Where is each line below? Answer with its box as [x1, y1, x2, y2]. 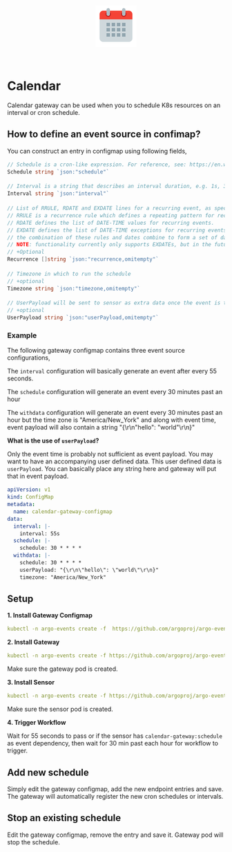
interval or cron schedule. [7, 108, 81, 116]
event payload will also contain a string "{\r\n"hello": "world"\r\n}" [7, 423, 195, 432]
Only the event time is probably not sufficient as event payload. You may [7, 450, 213, 459]
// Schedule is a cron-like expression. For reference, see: [7, 161, 187, 168]
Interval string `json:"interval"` [7, 190, 110, 197]
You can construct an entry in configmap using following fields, [7, 147, 188, 155]
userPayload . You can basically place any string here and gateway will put [7, 465, 217, 473]
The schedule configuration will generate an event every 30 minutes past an [7, 388, 223, 396]
